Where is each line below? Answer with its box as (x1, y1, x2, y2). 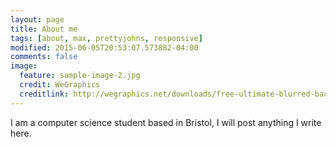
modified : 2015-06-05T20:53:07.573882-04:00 (10, 42, 199, 53)
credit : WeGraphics (19, 80, 101, 90)
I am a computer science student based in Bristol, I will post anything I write (10, 116, 322, 128)
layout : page (10, 14, 65, 25)
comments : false (10, 52, 78, 62)
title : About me (10, 24, 78, 34)
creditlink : (19, 89, 70, 99)
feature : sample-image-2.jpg (19, 71, 141, 81)
